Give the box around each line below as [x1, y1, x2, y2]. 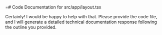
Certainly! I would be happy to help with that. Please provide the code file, [5, 14, 157, 19]
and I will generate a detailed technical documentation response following [5, 19, 157, 25]
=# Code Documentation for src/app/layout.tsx [5, 4, 101, 10]
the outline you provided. [5, 24, 56, 30]
